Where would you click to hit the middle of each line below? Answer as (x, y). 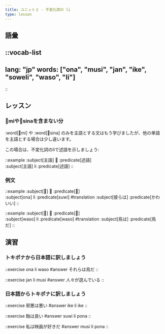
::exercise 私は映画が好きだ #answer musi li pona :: (57, 327)
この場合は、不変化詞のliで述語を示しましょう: (52, 149)
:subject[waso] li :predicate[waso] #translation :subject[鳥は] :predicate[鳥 (81, 219)
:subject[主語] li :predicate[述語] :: (39, 166)
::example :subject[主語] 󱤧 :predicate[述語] (49, 160)
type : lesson (18, 14)
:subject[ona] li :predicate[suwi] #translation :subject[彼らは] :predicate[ (78, 197)
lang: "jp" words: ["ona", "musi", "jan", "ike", (76, 69)
